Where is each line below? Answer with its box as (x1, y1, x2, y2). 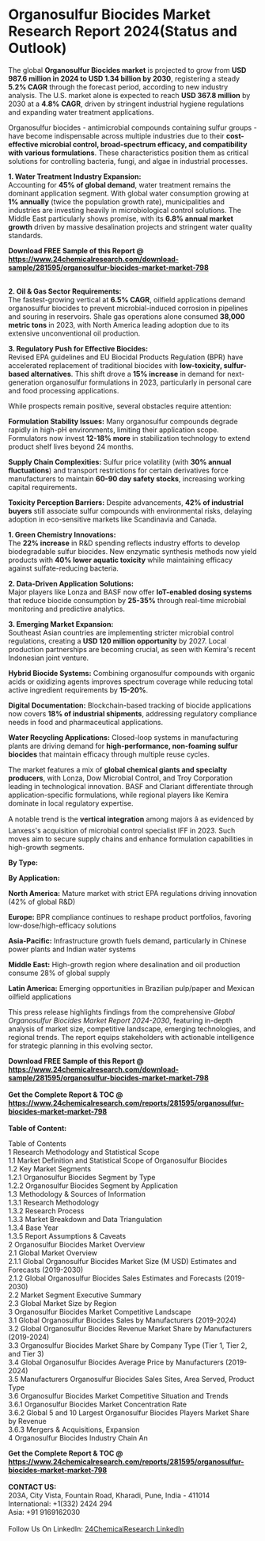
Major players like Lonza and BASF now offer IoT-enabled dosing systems (8, 587, 252, 597)
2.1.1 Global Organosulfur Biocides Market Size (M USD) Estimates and (8, 1256, 237, 1266)
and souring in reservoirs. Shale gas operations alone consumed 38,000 (8, 311, 245, 321)
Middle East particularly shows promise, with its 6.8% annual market (8, 214, 233, 223)
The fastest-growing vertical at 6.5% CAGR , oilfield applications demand (8, 294, 245, 304)
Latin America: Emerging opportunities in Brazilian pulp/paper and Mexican (8, 983, 255, 993)
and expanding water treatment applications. (8, 107, 154, 116)
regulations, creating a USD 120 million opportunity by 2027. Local (8, 636, 227, 646)
